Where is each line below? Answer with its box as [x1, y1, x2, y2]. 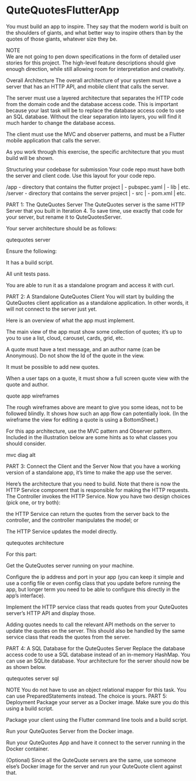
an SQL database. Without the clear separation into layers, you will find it [6, 113, 181, 120]
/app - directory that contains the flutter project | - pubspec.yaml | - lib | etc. [6, 183, 190, 191]
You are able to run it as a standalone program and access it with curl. [6, 281, 175, 288]
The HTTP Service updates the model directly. [6, 528, 118, 535]
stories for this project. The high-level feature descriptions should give [6, 59, 176, 66]
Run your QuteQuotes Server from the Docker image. [6, 728, 134, 735]
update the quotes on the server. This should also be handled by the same [6, 627, 185, 634]
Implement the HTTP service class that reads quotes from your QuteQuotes [6, 603, 188, 610]
